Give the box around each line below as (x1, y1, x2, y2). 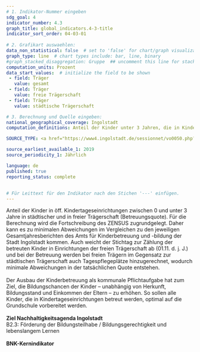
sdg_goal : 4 (6, 14, 36, 20)
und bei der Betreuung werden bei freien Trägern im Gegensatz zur (6, 251, 171, 258)
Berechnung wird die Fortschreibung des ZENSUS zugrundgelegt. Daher (6, 220, 184, 227)
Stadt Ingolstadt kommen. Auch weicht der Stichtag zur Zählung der (6, 239, 173, 245)
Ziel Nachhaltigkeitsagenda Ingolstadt (6, 314, 103, 322)
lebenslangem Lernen (6, 328, 60, 334)
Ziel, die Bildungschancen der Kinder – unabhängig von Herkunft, (6, 283, 167, 290)
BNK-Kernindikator (6, 340, 55, 347)
